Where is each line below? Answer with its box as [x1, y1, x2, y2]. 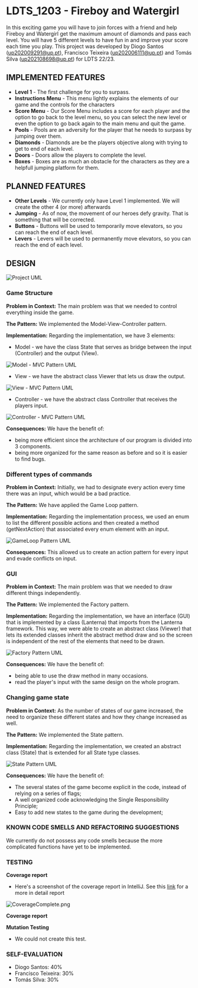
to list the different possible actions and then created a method [6, 519, 160, 526]
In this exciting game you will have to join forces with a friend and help [6, 24, 177, 31]
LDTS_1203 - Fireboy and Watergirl [6, 4, 180, 18]
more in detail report [14, 889, 65, 897]
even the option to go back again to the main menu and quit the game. [14, 120, 186, 127]
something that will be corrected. [14, 216, 96, 223]
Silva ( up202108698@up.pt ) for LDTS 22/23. [6, 55, 115, 62]
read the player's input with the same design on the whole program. [14, 679, 180, 686]
